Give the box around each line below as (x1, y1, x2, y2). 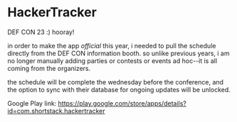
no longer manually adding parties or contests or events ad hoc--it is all (7, 56, 218, 65)
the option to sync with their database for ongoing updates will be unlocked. (7, 85, 231, 94)
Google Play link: (7, 99, 57, 107)
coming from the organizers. (7, 64, 91, 72)
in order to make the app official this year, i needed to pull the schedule (7, 41, 216, 50)
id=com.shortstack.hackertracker (7, 106, 105, 115)
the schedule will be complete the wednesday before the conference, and (7, 77, 224, 86)
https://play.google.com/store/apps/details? (58, 99, 186, 107)
